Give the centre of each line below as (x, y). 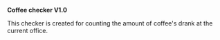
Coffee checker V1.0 (37, 10)
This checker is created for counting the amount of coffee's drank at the (110, 23)
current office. (28, 31)
